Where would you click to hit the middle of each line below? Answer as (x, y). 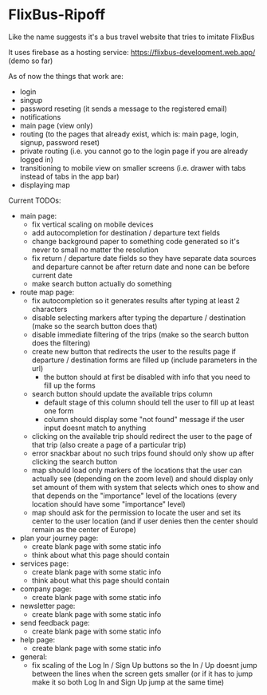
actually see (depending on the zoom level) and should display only (142, 478)
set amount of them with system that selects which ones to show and (145, 487)
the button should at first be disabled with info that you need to (147, 377)
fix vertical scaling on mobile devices (92, 224)
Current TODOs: (35, 200)
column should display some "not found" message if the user (144, 419)
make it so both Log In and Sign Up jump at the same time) (128, 682)
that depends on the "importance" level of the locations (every (134, 496)
